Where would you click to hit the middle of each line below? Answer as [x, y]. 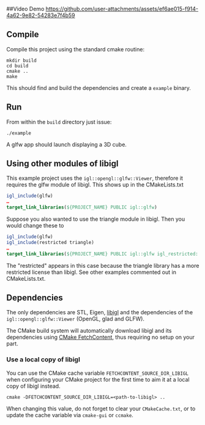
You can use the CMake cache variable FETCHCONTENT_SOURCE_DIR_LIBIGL [97, 373]
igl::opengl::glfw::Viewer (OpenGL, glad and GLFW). [76, 319]
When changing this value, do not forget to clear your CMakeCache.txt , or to [101, 408]
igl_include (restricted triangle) [50, 242]
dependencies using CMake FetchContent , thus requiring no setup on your [100, 337]
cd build [17, 66]
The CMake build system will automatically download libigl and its [89, 331]
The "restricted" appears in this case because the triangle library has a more [103, 265]
